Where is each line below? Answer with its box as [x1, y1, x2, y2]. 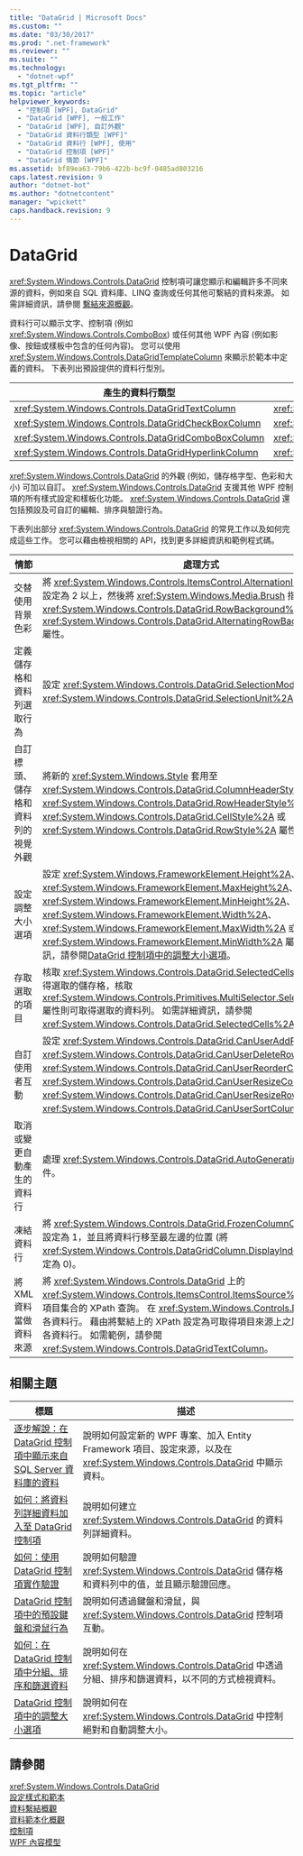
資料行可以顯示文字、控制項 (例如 [9, 317, 133, 328]
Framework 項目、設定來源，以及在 [82, 1442, 233, 1455]
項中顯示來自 [14, 1449, 69, 1462]
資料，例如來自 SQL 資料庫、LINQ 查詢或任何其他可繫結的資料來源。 [24, 287, 280, 298]
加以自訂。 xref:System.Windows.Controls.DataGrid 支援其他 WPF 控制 [30, 482, 294, 492]
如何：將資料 [14, 1493, 69, 1506]
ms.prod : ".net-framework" [9, 38, 111, 48]
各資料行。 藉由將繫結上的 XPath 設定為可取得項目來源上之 [41, 1315, 292, 1328]
